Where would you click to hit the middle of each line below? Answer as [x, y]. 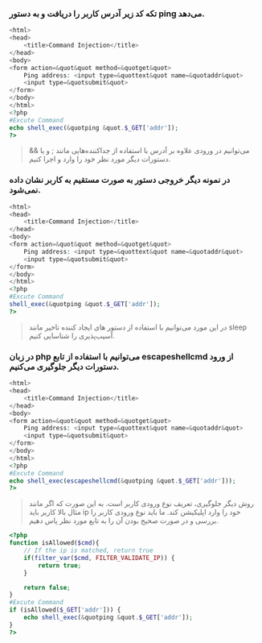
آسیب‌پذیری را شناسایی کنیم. [72, 335]
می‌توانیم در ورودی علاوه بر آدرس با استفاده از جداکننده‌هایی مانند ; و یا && [139, 151]
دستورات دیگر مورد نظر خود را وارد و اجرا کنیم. [100, 159]
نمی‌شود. [25, 190]
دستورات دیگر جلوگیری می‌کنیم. [64, 367]
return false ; [47, 587]
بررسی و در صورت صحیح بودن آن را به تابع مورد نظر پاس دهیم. [124, 521]
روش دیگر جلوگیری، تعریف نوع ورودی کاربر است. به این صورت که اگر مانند [141, 504]
